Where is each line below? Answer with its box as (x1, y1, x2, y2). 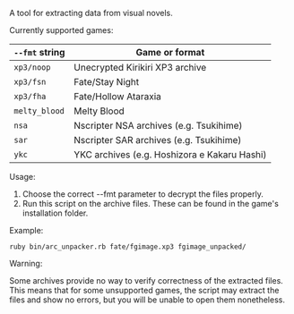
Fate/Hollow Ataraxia (73, 90, 161, 102)
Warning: (9, 259, 43, 268)
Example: (9, 225, 44, 235)
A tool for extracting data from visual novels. (9, 8, 173, 18)
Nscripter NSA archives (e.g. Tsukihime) (73, 120, 243, 132)
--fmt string (13, 47, 65, 58)
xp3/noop (13, 63, 51, 72)
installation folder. (22, 208, 89, 218)
